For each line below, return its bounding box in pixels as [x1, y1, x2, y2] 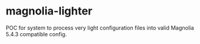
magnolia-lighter [5, 4, 93, 18]
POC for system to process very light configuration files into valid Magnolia [5, 24, 195, 31]
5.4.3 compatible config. [5, 30, 67, 37]
